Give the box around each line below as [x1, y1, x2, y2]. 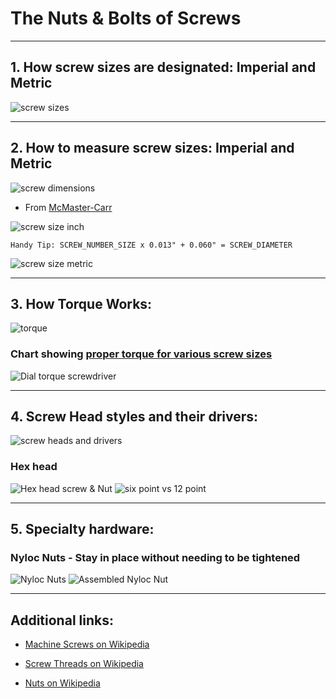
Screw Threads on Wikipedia [24, 658, 144, 670]
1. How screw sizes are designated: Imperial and [10, 59, 317, 76]
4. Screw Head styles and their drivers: [10, 408, 259, 426]
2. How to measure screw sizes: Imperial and [10, 140, 295, 157]
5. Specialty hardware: [10, 521, 155, 538]
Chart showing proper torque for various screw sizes [10, 347, 273, 361]
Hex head [10, 460, 58, 474]
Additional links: [10, 612, 114, 629]
